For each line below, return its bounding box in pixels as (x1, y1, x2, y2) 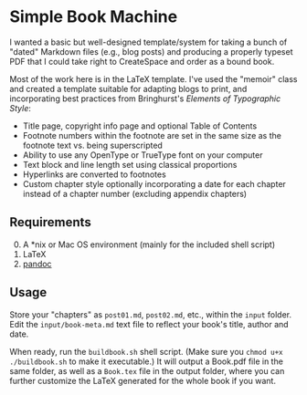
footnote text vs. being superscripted (22, 140, 163, 151)
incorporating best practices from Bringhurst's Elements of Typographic (9, 93, 281, 104)
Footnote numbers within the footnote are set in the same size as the (22, 130, 281, 140)
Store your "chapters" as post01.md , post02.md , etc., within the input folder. (9, 308, 292, 320)
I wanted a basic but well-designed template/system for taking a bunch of (9, 36, 288, 47)
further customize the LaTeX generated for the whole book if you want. (9, 375, 277, 386)
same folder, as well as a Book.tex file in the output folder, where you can (9, 365, 285, 376)
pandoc (22, 258, 52, 269)
